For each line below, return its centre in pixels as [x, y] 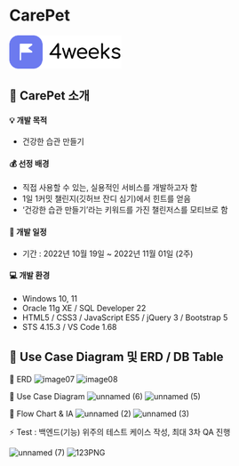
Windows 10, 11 [50, 298]
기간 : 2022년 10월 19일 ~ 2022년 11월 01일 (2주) [108, 253]
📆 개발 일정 [28, 231]
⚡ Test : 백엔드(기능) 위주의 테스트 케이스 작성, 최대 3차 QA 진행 [120, 431]
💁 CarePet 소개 [50, 96]
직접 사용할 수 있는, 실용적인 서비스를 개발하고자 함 [110, 188]
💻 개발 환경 [30, 276]
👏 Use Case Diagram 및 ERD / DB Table [116, 357]
